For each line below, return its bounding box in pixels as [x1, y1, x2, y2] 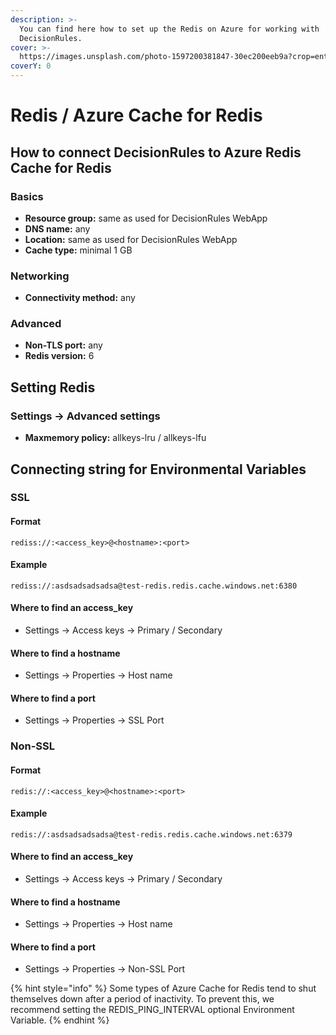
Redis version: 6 [24, 350, 95, 362]
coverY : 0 [10, 61, 52, 71]
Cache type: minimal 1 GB [24, 244, 133, 256]
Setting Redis [10, 379, 96, 396]
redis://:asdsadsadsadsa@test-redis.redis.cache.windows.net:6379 [10, 829, 293, 840]
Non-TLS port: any [24, 339, 103, 351]
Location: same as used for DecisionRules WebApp [24, 233, 238, 245]
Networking [10, 269, 70, 283]
